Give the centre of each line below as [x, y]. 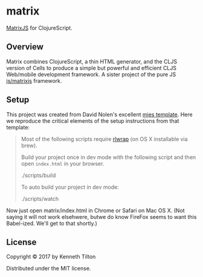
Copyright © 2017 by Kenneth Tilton [51, 257]
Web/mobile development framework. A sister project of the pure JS [91, 74]
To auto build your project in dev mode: [70, 187]
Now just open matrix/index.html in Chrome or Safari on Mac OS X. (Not [96, 210]
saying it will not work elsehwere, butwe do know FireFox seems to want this [101, 217]
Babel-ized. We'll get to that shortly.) [52, 223]
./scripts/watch [40, 198]
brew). [29, 145]
